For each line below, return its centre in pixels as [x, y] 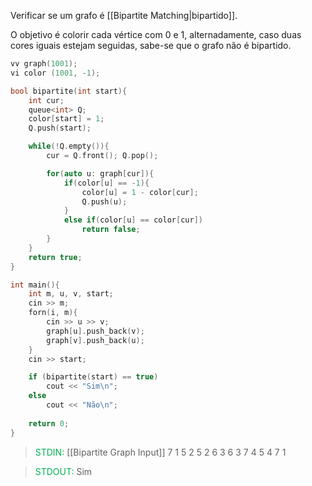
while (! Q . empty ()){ [69, 146]
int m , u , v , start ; [71, 294]
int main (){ [35, 285]
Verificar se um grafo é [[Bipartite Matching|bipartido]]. [124, 15]
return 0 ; [49, 423]
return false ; [111, 230]
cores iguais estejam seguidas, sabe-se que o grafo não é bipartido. [151, 45]
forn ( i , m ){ [53, 313]
